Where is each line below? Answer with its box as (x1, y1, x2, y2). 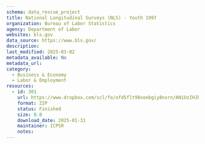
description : (6, 44, 40, 50)
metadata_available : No (6, 55, 67, 61)
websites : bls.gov (6, 32, 53, 38)
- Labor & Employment (12, 77, 67, 83)
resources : (6, 83, 34, 89)
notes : (17, 129, 34, 135)
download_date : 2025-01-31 (17, 117, 86, 123)
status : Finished (17, 105, 62, 112)
